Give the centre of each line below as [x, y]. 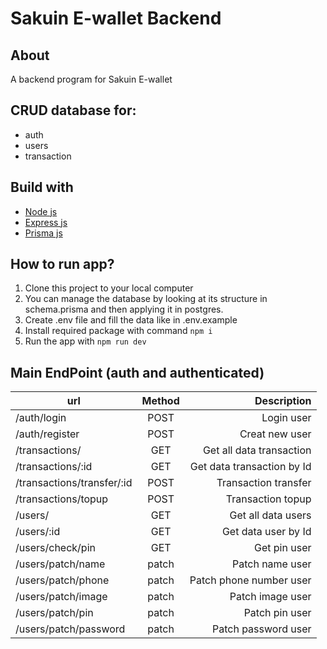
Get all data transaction [257, 450]
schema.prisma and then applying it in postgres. [124, 309]
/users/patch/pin [54, 613]
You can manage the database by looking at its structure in [146, 299]
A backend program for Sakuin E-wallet [91, 79]
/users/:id [38, 532]
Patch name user [271, 564]
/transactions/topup [62, 499]
